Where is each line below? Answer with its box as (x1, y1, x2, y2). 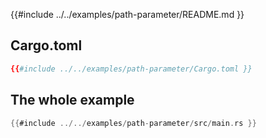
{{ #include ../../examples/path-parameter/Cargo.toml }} (10, 64, 253, 74)
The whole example (10, 92, 135, 109)
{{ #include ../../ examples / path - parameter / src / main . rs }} (10, 118, 257, 128)
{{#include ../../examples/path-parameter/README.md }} (10, 9, 245, 20)
